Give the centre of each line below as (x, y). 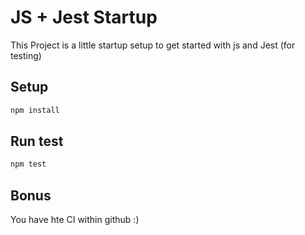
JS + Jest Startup (84, 17)
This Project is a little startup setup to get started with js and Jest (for (153, 45)
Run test (37, 141)
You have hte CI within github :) (75, 220)
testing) (26, 55)
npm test (28, 164)
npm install (35, 110)
